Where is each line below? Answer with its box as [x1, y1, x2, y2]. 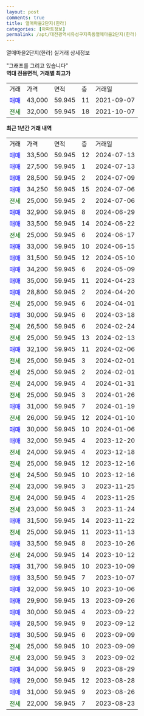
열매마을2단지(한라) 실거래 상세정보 [6, 49, 90, 57]
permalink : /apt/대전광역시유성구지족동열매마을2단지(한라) [6, 32, 137, 38]
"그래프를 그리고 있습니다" [6, 62, 69, 69]
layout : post [6, 9, 39, 15]
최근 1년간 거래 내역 [6, 124, 52, 132]
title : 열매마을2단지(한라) [6, 20, 67, 26]
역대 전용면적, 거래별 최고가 [6, 69, 71, 77]
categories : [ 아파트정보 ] [6, 26, 66, 32]
